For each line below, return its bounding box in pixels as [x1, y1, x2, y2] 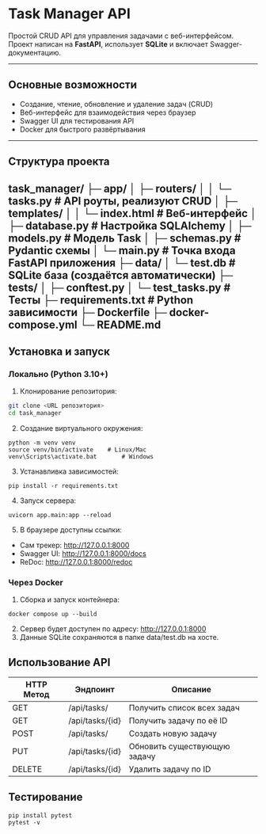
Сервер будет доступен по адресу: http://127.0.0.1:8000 [19, 624, 207, 634]
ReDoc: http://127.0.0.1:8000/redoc [19, 557, 133, 566]
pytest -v [8, 818, 41, 826]
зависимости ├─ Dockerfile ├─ [8, 306, 168, 319]
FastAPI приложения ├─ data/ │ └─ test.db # [8, 256, 236, 269]
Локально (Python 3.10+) [8, 368, 108, 379]
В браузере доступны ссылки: [19, 524, 123, 535]
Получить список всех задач [128, 703, 240, 714]
